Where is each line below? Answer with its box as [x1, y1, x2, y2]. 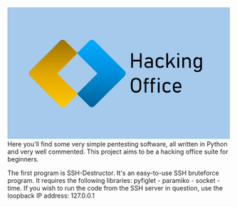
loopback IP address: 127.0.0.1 [7, 191, 95, 200]
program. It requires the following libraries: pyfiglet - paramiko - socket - [7, 176, 221, 185]
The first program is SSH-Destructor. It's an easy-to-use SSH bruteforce [7, 169, 219, 177]
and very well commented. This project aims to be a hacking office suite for [7, 147, 229, 156]
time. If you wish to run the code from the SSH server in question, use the [7, 184, 223, 193]
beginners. [7, 155, 39, 164]
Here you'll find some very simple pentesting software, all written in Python [7, 140, 228, 149]
